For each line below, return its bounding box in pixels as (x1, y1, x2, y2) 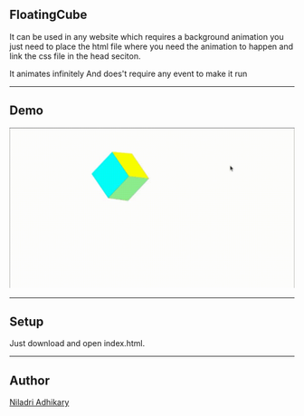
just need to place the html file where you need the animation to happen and (9, 41, 294, 52)
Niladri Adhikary (9, 397, 70, 408)
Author (9, 372, 50, 388)
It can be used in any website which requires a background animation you (9, 31, 284, 42)
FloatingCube (9, 7, 88, 23)
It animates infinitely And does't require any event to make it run (9, 68, 248, 79)
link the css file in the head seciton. (9, 50, 141, 62)
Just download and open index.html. (9, 338, 146, 349)
